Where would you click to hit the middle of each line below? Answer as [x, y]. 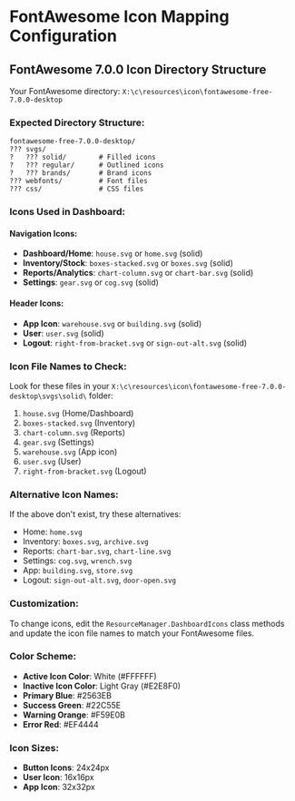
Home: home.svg [53, 532]
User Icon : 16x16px [58, 777]
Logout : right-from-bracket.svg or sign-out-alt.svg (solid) [135, 343]
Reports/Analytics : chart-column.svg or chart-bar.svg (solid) [138, 273]
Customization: [44, 603]
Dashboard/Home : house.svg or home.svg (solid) [113, 254]
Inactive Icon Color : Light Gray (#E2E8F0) [102, 686]
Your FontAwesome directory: [65, 91]
